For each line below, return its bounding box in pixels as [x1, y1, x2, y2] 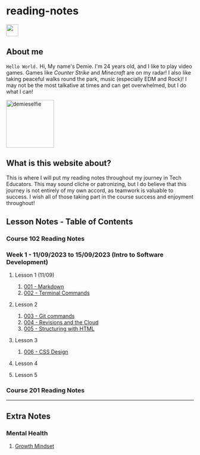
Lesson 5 [14, 372, 37, 379]
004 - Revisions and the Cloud [23, 319, 99, 326]
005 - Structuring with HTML [23, 325, 95, 332]
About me [6, 47, 43, 57]
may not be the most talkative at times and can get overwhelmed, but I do [6, 82, 186, 89]
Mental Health [6, 429, 48, 437]
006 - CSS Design [23, 348, 68, 355]
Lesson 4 [14, 360, 38, 367]
